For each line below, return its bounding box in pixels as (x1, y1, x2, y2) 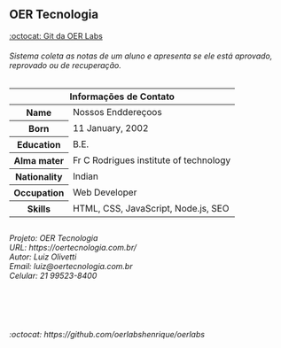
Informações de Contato (69, 90, 176, 103)
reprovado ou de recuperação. (9, 60, 121, 71)
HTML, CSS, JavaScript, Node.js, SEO (72, 202, 230, 214)
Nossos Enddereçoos (72, 106, 162, 119)
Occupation (13, 187, 65, 199)
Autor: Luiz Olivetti (9, 251, 77, 262)
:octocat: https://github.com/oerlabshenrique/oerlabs (9, 329, 206, 340)
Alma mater (13, 155, 65, 167)
